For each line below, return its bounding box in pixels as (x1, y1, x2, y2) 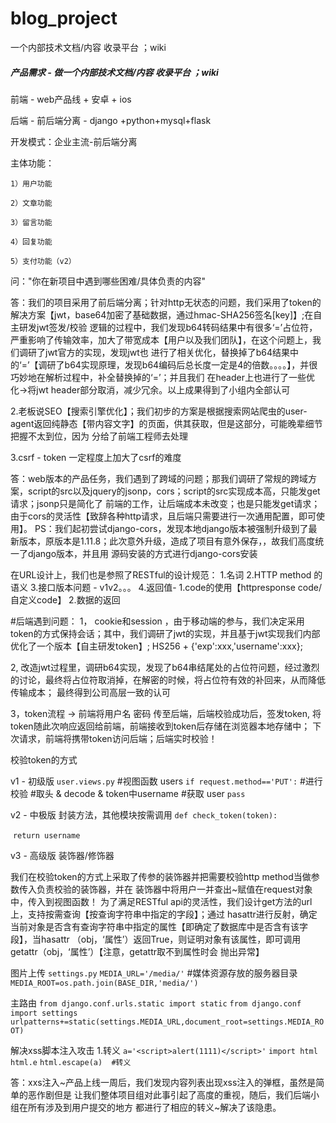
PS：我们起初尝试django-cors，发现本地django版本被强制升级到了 (34, 522, 309, 534)
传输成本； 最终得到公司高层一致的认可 (10, 686, 171, 698)
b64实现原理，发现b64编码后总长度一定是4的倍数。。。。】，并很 (64, 358, 318, 371)
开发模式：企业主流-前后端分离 (10, 135, 138, 147)
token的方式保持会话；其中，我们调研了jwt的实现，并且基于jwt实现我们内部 (10, 627, 321, 639)
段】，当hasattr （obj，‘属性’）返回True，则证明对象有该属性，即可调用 (10, 933, 302, 945)
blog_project (10, 7, 118, 30)
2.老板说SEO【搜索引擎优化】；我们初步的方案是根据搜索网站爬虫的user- (10, 405, 308, 417)
